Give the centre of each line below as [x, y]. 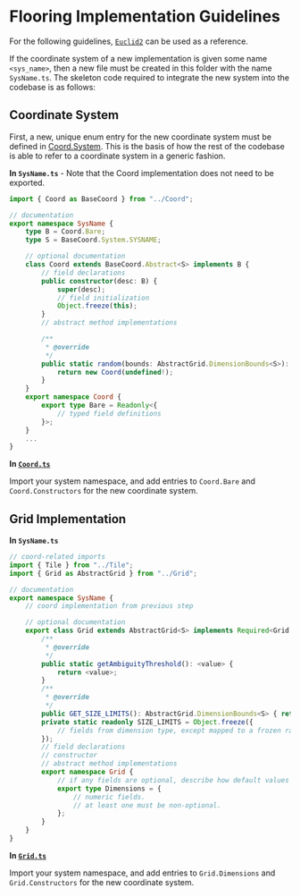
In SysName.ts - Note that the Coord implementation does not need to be [142, 173]
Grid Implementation [68, 519]
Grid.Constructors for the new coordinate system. [102, 882]
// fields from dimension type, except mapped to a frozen [169, 731]
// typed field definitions [109, 413]
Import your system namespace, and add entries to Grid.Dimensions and [142, 873]
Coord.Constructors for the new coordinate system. [104, 491]
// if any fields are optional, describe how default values [173, 780]
